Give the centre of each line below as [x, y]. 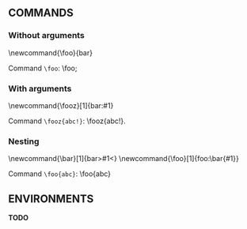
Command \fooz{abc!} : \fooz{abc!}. [67, 121]
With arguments [40, 88]
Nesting [24, 141]
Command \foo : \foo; [43, 68]
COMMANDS [41, 13]
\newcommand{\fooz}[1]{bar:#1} [61, 105]
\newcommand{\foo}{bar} [51, 53]
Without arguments [46, 36]
